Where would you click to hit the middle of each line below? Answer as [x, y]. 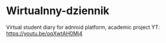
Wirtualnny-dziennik [58, 11]
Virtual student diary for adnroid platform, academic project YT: [83, 27]
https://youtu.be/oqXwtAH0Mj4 [44, 33]
